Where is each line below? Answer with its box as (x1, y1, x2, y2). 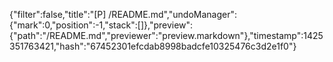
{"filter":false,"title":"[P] (9, 9, 107, 20)
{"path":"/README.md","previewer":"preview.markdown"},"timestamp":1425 (9, 30, 324, 41)
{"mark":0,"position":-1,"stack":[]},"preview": (9, 19, 194, 31)
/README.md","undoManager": (108, 9, 237, 20)
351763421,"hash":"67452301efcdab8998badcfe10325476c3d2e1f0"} (9, 40, 297, 52)
